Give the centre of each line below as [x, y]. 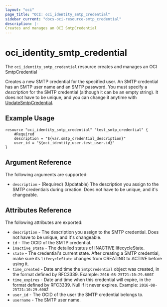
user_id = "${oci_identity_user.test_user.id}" [64, 143]
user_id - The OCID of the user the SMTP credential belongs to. [78, 295]
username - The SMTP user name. [46, 300]
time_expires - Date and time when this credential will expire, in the [82, 280]
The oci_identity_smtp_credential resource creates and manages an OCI [81, 67]
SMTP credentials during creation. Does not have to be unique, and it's [85, 189]
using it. [20, 264]
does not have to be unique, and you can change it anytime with [71, 98]
